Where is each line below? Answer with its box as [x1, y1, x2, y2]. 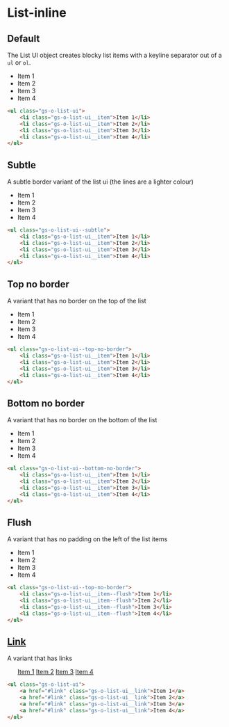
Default [7, 33, 40, 45]
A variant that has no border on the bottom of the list [7, 416, 158, 424]
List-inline [7, 5, 67, 21]
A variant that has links [7, 654, 73, 662]
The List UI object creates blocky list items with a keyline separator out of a [7, 51, 222, 59]
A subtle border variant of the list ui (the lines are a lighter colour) [7, 177, 194, 186]
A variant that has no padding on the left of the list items [7, 535, 168, 543]
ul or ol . [7, 58, 31, 67]
